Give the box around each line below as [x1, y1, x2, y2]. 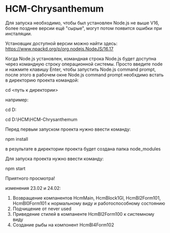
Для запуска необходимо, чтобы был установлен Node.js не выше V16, [5, 20, 159, 26]
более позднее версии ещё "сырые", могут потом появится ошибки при [5, 25, 162, 31]
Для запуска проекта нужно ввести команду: [5, 156, 104, 162]
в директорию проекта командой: [5, 77, 79, 83]
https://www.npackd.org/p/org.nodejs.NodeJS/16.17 [5, 46, 114, 52]
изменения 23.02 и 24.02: [5, 185, 61, 191]
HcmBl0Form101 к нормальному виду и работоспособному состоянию [12, 200, 165, 206]
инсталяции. [5, 30, 32, 36]
